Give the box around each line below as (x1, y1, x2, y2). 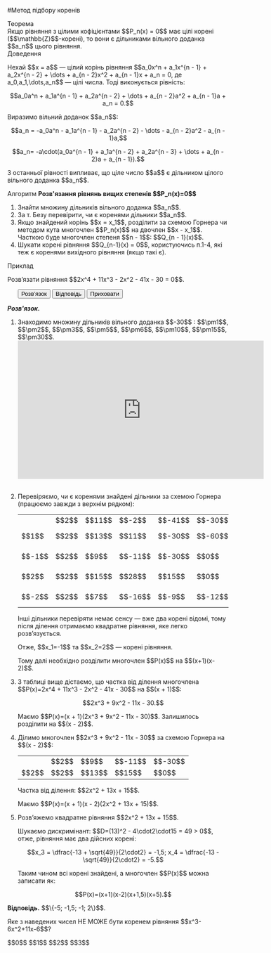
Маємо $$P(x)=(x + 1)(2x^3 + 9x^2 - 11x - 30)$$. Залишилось (17, 713, 199, 720)
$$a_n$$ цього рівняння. (7, 42, 82, 50)
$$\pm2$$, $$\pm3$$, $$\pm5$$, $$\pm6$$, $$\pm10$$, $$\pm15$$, (17, 325, 227, 333)
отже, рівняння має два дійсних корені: (17, 834, 137, 843)
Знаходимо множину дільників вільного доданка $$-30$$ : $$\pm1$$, (17, 318, 229, 326)
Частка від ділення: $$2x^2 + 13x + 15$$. (17, 786, 140, 794)
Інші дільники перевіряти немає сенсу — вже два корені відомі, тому (17, 614, 226, 623)
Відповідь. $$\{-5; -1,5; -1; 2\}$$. (7, 904, 106, 912)
